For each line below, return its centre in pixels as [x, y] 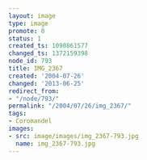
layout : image [32, 16]
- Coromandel [30, 121]
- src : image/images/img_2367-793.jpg [73, 136]
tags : [17, 114]
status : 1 [25, 38]
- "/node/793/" [34, 99]
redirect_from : [34, 91]
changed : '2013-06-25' [46, 83]
